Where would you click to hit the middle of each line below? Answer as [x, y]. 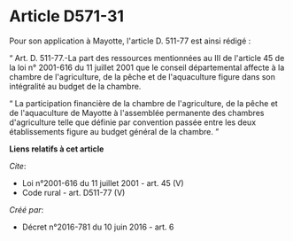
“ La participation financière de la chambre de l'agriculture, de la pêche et [144, 103]
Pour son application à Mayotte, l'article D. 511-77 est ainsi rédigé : [130, 41]
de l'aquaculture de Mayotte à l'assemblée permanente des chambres [137, 113]
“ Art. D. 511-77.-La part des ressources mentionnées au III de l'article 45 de [147, 58]
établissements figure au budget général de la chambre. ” [114, 131]
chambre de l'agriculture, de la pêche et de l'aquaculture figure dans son [143, 76]
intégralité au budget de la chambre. [75, 86]
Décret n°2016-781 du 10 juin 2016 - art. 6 [98, 227]
